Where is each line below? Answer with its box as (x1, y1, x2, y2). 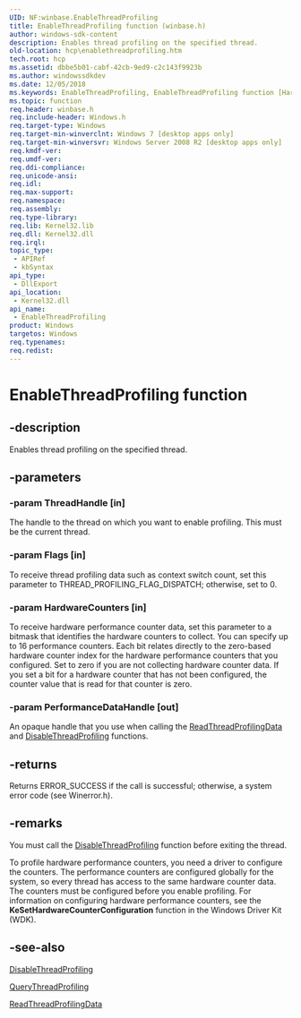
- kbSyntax (13, 263, 54, 272)
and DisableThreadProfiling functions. (9, 731, 149, 741)
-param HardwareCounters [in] (9, 601, 147, 613)
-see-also (9, 940, 65, 955)
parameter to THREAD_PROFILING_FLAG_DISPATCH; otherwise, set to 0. (9, 578, 278, 589)
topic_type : (9, 246, 54, 255)
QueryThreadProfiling (9, 981, 90, 992)
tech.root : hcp (9, 55, 66, 64)
